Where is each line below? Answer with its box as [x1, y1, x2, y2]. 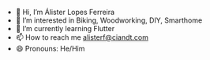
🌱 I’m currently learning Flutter [15, 24, 115, 33]
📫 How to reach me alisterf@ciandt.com [15, 33, 148, 42]
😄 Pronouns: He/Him [15, 44, 85, 53]
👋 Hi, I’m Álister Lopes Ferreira [15, 8, 115, 16]
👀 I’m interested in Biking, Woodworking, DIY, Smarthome [15, 16, 203, 25]
